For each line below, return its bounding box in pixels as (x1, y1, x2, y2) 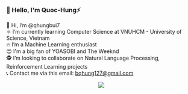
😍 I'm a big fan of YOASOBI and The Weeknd (6, 48, 119, 55)
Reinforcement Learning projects (6, 63, 88, 70)
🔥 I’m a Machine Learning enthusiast (6, 41, 98, 48)
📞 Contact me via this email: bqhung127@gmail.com (6, 69, 134, 77)
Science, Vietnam (6, 34, 50, 42)
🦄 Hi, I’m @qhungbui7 (6, 22, 60, 29)
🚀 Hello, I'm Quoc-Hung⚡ (6, 5, 81, 14)
